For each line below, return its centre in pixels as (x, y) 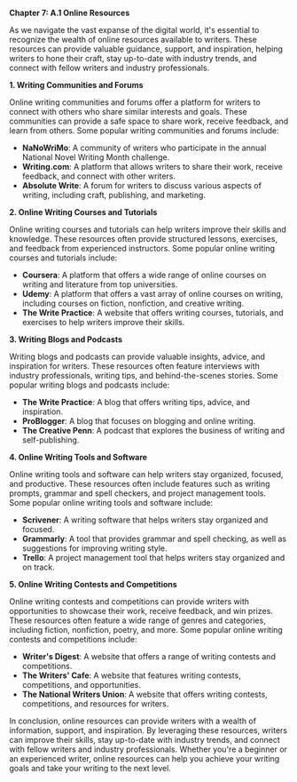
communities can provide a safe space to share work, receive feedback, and (149, 121)
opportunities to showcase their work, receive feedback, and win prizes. (141, 611)
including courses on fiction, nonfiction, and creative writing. (133, 303)
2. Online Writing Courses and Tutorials (83, 212)
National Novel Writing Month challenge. (96, 157)
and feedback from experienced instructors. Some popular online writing (142, 248)
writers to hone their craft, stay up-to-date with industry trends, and (133, 58)
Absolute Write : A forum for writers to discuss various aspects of (141, 185)
